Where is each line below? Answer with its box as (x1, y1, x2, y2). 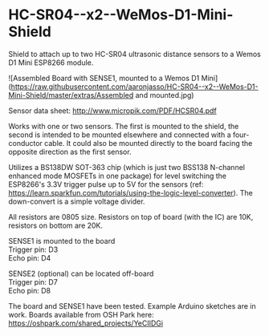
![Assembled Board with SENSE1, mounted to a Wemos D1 (8, 73, 200, 83)
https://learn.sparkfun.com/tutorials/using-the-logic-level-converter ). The (8, 188, 253, 197)
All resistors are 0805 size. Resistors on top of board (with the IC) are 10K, (8, 212, 254, 221)
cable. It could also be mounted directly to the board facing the (43, 138, 253, 148)
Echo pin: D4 (8, 253, 51, 262)
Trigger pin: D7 (8, 277, 58, 286)
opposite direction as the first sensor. (8, 147, 132, 156)
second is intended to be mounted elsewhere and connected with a (8, 130, 231, 140)
